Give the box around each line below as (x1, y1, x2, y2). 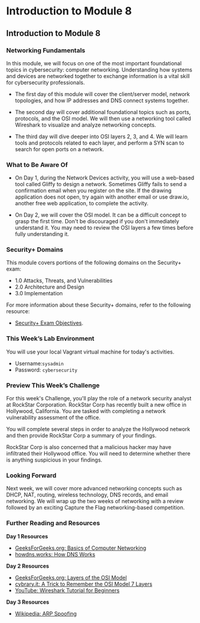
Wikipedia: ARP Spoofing (14, 610, 77, 617)
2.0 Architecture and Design (14, 283, 85, 290)
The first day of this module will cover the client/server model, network (14, 90, 190, 97)
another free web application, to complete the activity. (14, 200, 149, 207)
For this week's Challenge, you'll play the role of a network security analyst (6, 395, 192, 402)
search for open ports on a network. (14, 145, 104, 152)
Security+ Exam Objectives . (14, 319, 84, 327)
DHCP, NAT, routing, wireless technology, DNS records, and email (6, 491, 169, 499)
